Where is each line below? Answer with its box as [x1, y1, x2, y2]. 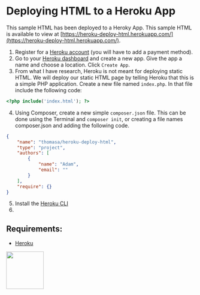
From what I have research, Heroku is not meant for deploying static [14, 67, 183, 74]
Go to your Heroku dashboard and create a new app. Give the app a [14, 55, 183, 62]
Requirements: [6, 224, 63, 234]
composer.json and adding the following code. [14, 122, 130, 129]
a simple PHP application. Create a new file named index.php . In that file [14, 80, 193, 88]
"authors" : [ [17, 150, 50, 156]
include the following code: [14, 86, 82, 94]
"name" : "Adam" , [38, 161, 79, 167]
